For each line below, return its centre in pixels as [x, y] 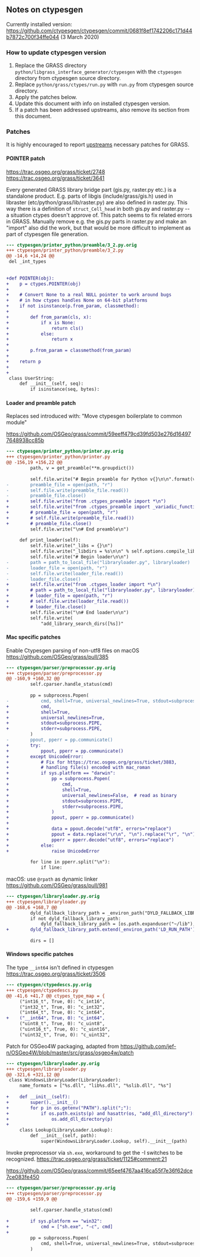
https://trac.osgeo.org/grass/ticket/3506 [56, 974]
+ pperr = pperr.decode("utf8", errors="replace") [90, 840]
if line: [51, 868]
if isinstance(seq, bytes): [65, 390]
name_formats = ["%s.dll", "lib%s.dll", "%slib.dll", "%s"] [95, 1086]
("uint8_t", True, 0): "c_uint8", [62, 1024]
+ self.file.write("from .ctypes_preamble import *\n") [86, 501]
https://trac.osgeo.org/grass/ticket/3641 [55, 178]
